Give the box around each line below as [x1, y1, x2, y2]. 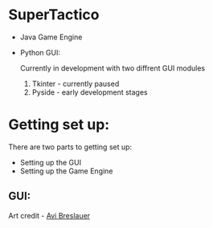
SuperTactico [8, 6, 100, 24]
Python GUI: [19, 47, 60, 57]
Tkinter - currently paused [31, 79, 120, 88]
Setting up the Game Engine [19, 166, 113, 176]
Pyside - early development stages [31, 87, 148, 97]
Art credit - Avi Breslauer [8, 210, 91, 220]
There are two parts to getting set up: [8, 142, 133, 152]
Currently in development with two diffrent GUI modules [19, 63, 206, 73]
